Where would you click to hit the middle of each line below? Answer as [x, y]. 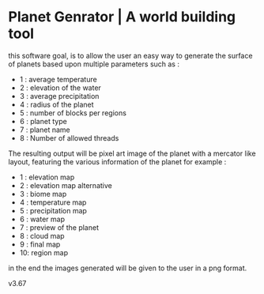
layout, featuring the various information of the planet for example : [117, 161]
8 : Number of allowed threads [69, 138]
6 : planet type [43, 121]
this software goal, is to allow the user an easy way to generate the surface [130, 55]
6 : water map [42, 219]
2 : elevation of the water [60, 88]
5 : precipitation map [53, 210]
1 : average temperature [58, 79]
